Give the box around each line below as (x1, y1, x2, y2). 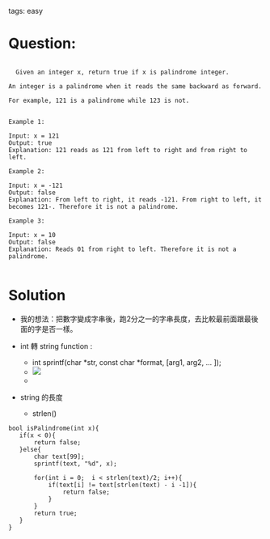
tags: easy (8, 6, 43, 15)
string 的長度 (19, 392, 63, 402)
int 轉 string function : (19, 341, 93, 350)
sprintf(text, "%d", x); (33, 460, 117, 468)
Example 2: (8, 167, 45, 176)
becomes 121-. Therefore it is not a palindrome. (8, 202, 179, 210)
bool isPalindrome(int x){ (8, 424, 99, 432)
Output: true (8, 138, 53, 147)
